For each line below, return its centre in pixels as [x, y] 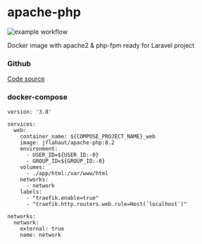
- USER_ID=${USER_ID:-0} [62, 155]
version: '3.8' [30, 112]
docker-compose [38, 97]
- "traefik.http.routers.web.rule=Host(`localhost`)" [107, 204]
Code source [26, 79]
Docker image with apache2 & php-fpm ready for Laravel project [101, 45]
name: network [40, 235]
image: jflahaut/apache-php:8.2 [67, 142]
